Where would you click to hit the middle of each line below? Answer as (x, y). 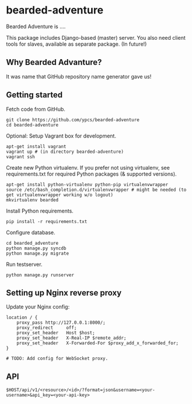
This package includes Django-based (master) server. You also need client (96, 37)
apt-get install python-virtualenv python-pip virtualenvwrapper (87, 184)
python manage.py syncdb (36, 248)
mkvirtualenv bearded (32, 200)
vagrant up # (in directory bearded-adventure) (65, 152)
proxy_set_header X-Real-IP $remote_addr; (71, 338)
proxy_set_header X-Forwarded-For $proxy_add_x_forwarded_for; (98, 343)
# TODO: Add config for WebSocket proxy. (57, 359)
